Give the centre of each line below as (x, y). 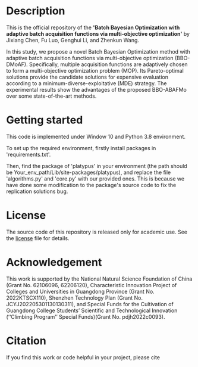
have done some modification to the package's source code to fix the (91, 185)
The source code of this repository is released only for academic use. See (97, 232)
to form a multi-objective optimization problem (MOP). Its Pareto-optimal (95, 70)
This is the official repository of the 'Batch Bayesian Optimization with (93, 27)
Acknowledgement (54, 262)
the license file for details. (38, 238)
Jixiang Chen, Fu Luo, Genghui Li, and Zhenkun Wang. (73, 40)
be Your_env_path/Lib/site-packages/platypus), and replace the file (89, 172)
